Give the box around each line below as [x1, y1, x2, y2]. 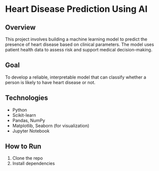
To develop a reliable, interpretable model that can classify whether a [5, 74, 147, 80]
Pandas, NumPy [12, 117, 46, 123]
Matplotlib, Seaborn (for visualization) [12, 123, 90, 128]
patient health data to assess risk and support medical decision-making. [5, 47, 153, 52]
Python [12, 107, 27, 113]
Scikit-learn [12, 112, 36, 118]
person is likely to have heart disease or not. [5, 79, 96, 85]
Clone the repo [12, 155, 43, 161]
